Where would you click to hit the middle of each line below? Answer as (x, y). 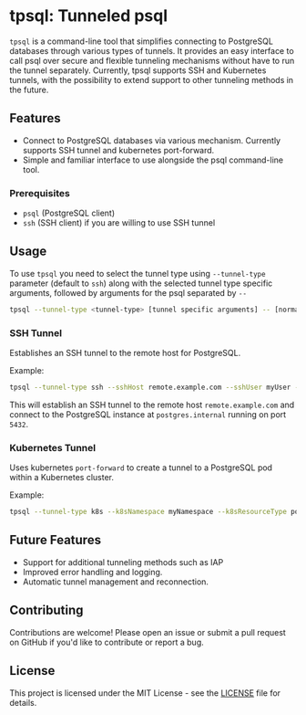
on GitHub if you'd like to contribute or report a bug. (107, 642)
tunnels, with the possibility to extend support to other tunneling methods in (152, 79)
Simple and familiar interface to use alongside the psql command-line (153, 160)
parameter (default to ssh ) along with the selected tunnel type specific (141, 283)
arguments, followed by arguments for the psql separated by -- (128, 292)
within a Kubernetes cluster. (61, 478)
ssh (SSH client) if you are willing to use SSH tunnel (119, 223)
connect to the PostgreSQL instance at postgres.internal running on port (148, 414)
